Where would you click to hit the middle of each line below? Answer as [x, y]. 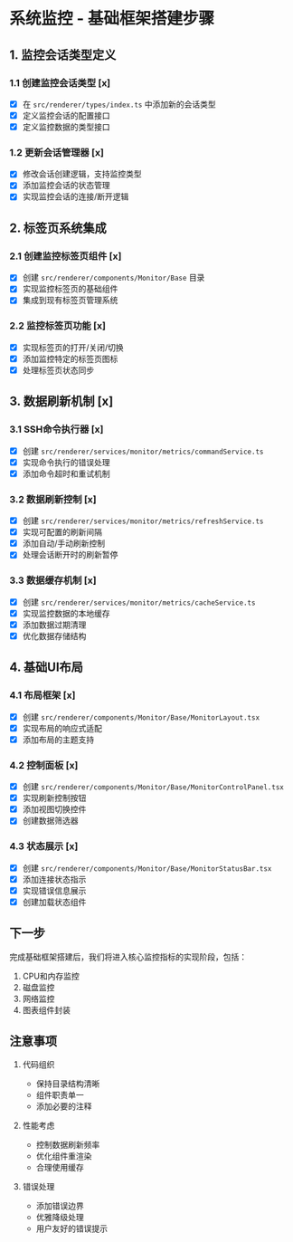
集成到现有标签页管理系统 [70, 301]
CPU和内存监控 [51, 976]
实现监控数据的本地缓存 [66, 613]
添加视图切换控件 [54, 809]
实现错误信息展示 [54, 890]
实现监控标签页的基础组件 [70, 289]
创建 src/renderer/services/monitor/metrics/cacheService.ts [139, 602]
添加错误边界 [60, 1206]
